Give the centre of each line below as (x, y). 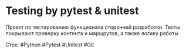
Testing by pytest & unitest (72, 11)
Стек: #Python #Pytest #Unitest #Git (50, 45)
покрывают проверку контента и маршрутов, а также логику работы (92, 33)
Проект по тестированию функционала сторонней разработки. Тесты (93, 27)
